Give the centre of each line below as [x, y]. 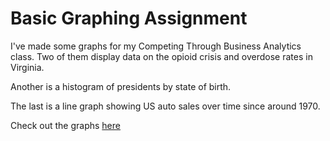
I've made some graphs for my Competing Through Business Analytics [156, 46]
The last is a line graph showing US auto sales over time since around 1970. [165, 106]
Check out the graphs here [65, 125]
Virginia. [27, 67]
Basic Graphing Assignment [129, 18]
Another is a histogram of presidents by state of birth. [121, 86]
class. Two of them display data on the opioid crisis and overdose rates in [161, 56]
